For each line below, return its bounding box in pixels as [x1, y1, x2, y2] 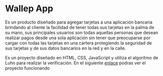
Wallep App [5, 3, 54, 14]
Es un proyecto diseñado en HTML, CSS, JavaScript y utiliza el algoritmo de [5, 54, 159, 60]
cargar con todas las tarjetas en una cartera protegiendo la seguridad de [5, 40, 152, 46]
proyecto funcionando [5, 65, 50, 71]
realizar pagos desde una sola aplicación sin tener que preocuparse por [5, 35, 151, 41]
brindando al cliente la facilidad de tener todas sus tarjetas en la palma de [5, 24, 155, 30]
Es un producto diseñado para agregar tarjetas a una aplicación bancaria [5, 19, 153, 25]
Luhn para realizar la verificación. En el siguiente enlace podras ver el [5, 60, 146, 66]
